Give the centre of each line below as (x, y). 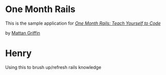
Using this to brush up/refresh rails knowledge (53, 67)
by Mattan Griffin (23, 33)
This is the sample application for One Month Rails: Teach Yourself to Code (83, 23)
